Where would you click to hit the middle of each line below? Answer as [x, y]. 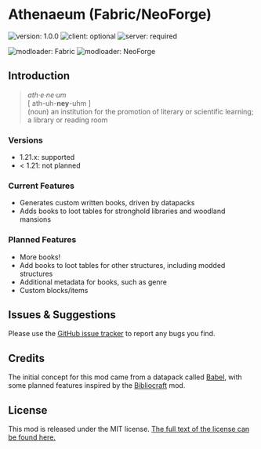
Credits [27, 358]
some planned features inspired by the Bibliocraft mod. [97, 386]
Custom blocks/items [54, 290]
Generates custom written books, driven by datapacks [107, 203]
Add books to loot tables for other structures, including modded [122, 265]
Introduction [39, 76]
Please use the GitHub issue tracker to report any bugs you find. [112, 334]
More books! [40, 257]
